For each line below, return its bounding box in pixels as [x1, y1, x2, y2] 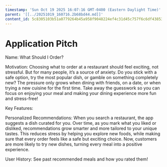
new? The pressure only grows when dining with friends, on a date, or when [5, 80, 161, 86]
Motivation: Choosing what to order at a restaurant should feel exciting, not [5, 64, 159, 70]
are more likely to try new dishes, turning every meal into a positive [5, 141, 143, 147]
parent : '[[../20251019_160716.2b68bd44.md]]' [5, 12, 103, 17]
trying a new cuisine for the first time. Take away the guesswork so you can [5, 85, 160, 91]
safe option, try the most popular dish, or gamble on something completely [5, 75, 158, 81]
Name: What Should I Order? [5, 54, 64, 60]
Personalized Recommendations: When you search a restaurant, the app [5, 115, 154, 121]
